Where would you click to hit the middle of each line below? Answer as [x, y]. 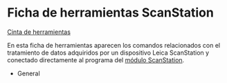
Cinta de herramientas [39, 32]
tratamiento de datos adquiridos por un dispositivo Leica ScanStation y [108, 53]
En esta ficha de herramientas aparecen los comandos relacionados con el [113, 45]
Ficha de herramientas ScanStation [111, 13]
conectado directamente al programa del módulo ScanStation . [96, 59]
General [28, 73]
